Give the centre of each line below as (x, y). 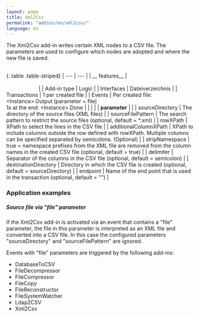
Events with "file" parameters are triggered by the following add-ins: (90, 253)
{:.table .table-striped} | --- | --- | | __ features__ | (67, 76)
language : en (22, 28)
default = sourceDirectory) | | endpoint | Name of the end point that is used (99, 171)
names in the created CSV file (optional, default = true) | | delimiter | (90, 152)
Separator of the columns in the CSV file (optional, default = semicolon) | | (97, 158)
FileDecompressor (38, 271)
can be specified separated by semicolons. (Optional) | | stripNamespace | (98, 139)
